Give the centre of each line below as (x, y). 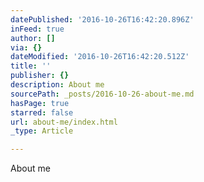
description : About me (57, 85)
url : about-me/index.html (64, 122)
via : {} (26, 47)
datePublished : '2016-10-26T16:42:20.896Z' (102, 19)
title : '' (31, 66)
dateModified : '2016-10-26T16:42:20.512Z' (100, 57)
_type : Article (42, 131)
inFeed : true (37, 29)
